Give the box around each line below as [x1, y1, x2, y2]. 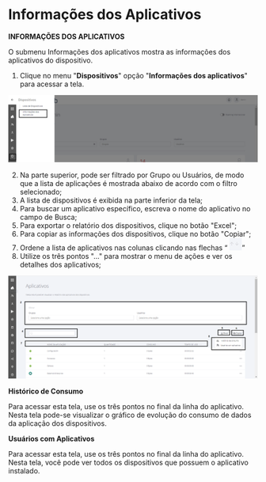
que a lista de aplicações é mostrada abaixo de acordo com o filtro [19, 178, 237, 188]
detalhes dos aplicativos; [19, 260, 101, 269]
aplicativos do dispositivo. [8, 55, 93, 65]
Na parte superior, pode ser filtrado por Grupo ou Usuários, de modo [19, 170, 245, 180]
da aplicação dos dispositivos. [8, 418, 107, 428]
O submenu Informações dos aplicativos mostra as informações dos [8, 47, 231, 56]
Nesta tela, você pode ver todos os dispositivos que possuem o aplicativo [8, 457, 249, 467]
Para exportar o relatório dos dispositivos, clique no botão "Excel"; [19, 220, 237, 230]
